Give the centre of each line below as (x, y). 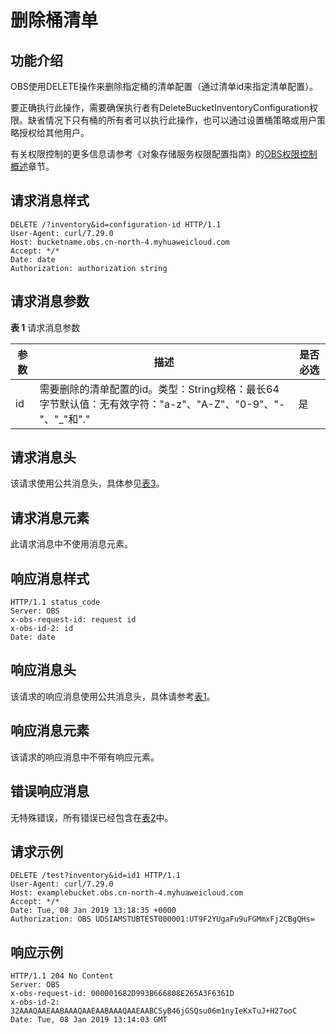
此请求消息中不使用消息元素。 (71, 544)
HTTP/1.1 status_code (55, 602)
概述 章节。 (32, 166)
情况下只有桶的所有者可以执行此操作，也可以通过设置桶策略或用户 (180, 120)
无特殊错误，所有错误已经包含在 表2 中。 (92, 817)
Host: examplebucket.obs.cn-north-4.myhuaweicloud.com (127, 893)
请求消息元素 (50, 517)
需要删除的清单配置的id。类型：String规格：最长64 (159, 389)
